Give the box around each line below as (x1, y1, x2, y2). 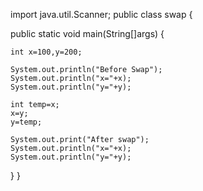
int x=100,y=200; (10, 47, 83, 57)
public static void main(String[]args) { (10, 28, 165, 39)
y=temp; (10, 117, 43, 127)
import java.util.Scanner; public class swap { (10, 9, 193, 20)
